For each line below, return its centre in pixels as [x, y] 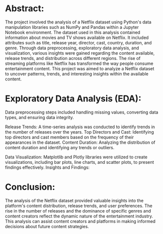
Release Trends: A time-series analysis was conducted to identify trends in [80, 127]
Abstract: [25, 9]
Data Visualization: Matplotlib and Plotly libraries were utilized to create [76, 157]
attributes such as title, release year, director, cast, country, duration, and [78, 42]
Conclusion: [30, 187]
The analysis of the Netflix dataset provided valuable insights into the [74, 200]
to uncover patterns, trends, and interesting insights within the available [77, 74]
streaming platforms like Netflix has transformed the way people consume [79, 63]
